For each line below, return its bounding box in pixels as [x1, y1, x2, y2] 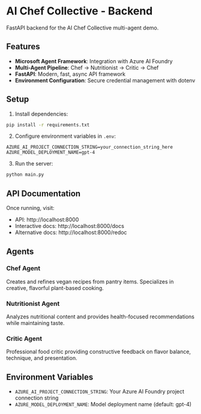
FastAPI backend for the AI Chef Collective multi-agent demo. [6, 24, 159, 31]
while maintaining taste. [6, 320, 65, 327]
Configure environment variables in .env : [14, 132, 116, 140]
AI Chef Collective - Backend [6, 4, 153, 18]
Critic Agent [6, 335, 43, 343]
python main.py [6, 171, 44, 178]
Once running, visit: [6, 205, 55, 212]
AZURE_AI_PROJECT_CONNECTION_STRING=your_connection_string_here [6, 144, 173, 150]
